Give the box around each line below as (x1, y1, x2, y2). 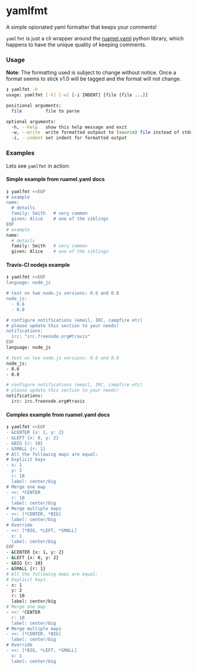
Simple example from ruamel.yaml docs (6, 176, 105, 183)
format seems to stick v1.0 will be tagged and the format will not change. (6, 75, 182, 83)
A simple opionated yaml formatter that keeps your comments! (6, 23, 157, 30)
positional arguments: (6, 103, 62, 108)
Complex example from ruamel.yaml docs (6, 411, 110, 418)
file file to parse (11, 108, 80, 114)
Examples (6, 149, 35, 157)
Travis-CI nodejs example (6, 261, 70, 268)
